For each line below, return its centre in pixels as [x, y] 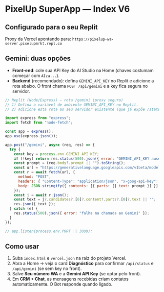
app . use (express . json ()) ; [31, 136]
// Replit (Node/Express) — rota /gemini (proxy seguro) [64, 100]
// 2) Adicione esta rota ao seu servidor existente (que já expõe [75, 109]
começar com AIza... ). [36, 75]
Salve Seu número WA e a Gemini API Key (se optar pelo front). [77, 274]
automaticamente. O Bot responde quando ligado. [62, 284]
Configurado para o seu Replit [51, 27]
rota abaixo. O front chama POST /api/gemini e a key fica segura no [80, 86]
